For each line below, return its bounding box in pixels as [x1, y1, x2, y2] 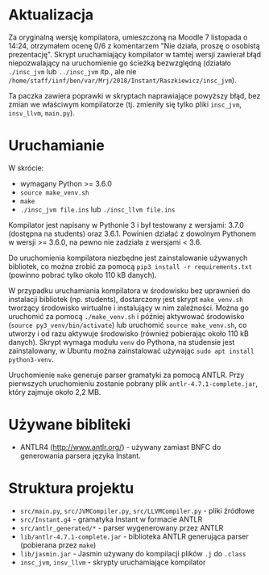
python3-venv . [8, 354, 54, 364]
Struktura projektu [8, 479, 134, 497]
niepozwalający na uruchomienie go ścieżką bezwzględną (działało [8, 58, 232, 68]
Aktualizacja [8, 6, 94, 24]
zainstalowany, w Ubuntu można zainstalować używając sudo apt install [8, 346, 255, 355]
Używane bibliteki [8, 416, 131, 434]
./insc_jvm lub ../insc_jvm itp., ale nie [8, 66, 137, 76]
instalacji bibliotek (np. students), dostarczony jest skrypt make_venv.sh [8, 294, 243, 304]
